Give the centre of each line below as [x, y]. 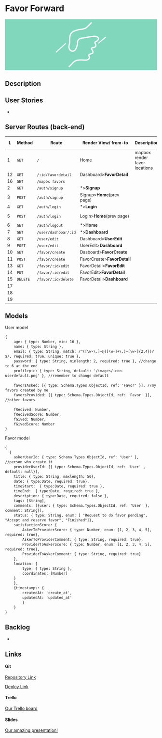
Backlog [18, 627]
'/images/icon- [108, 371]
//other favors [20, 400]
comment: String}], [25, 511]
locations [144, 168]
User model [16, 328]
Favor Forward [35, 8]
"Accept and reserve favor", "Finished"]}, [49, 520]
